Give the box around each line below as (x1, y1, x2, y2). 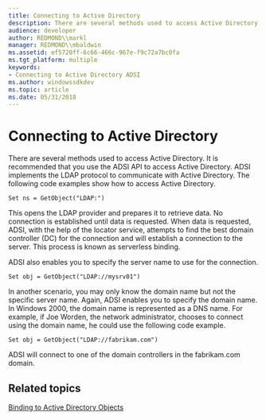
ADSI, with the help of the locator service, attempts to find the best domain (8, 225, 254, 235)
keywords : (8, 64, 41, 72)
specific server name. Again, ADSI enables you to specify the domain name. (8, 295, 258, 305)
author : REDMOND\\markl (8, 33, 88, 42)
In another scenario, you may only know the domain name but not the (8, 287, 237, 297)
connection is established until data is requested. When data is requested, (8, 216, 252, 227)
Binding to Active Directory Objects (8, 402, 124, 412)
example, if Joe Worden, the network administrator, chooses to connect (8, 312, 244, 322)
